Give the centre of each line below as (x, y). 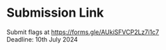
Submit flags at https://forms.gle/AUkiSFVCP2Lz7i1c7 (83, 32)
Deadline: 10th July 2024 (42, 39)
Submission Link (55, 13)
